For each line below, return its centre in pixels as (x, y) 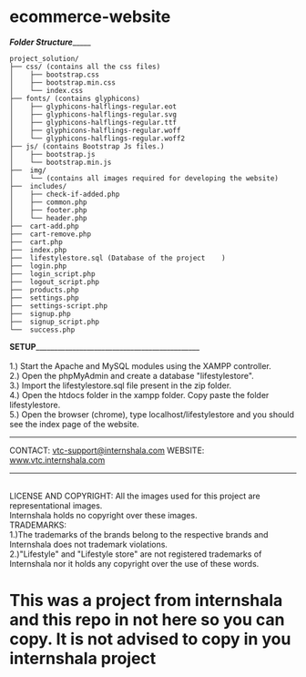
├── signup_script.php (55, 322)
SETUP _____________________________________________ (105, 346)
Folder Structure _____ (50, 42)
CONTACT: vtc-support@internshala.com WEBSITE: (107, 450)
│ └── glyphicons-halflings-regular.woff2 (97, 138)
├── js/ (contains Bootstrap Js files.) (87, 146)
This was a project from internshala (146, 601)
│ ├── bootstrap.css (55, 75)
